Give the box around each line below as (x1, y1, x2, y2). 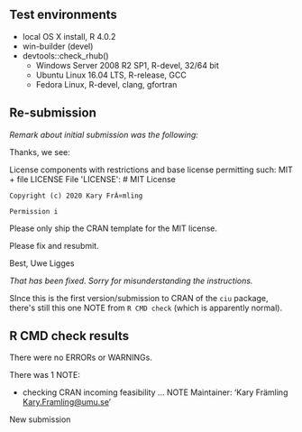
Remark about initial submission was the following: (9, 129, 198, 140)
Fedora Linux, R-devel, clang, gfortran (35, 78, 178, 89)
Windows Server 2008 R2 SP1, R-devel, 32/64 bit (35, 60, 219, 70)
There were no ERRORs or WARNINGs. (9, 352, 153, 363)
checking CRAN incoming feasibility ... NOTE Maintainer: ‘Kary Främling (22, 387, 288, 398)
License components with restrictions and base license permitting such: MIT (9, 164, 293, 175)
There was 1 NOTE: (9, 370, 81, 381)
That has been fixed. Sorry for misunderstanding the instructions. (9, 275, 253, 286)
